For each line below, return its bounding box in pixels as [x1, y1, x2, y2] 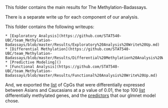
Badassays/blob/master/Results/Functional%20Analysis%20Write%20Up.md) [5, 73, 157, 78]
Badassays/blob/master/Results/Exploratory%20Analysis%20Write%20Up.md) [5, 42, 160, 47]
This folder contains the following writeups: [5, 24, 94, 30]
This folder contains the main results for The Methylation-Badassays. [5, 5, 147, 10]
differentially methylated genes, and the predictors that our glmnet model [5, 92, 156, 98]
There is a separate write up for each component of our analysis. [5, 14, 139, 20]
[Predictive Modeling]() [9, 60, 61, 65]
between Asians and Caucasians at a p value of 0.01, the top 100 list [5, 87, 145, 93]
